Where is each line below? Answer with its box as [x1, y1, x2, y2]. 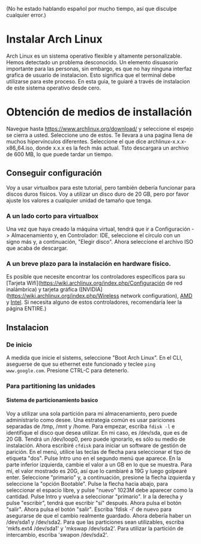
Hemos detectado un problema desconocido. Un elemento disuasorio [6, 58, 178, 65]
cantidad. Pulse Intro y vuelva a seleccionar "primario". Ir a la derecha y [6, 493, 183, 500]
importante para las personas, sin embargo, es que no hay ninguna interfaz [6, 65, 192, 72]
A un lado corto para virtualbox [6, 211, 99, 220]
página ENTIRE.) [6, 305, 47, 312]
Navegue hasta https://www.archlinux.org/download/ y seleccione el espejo [6, 125, 194, 132]
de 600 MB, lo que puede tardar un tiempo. [6, 150, 113, 158]
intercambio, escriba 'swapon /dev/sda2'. [6, 531, 109, 539]
